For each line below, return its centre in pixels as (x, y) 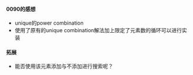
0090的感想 (21, 9)
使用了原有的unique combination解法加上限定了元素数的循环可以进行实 (101, 30)
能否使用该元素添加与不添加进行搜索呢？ (64, 66)
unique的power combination (49, 23)
